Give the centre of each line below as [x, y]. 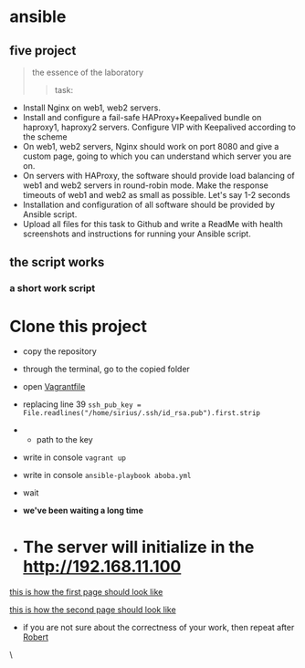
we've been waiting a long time [83, 511]
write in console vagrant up [74, 457]
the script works [57, 262]
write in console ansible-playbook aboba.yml [107, 475]
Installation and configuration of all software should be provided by [149, 204]
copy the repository [60, 351]
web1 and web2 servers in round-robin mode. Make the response [146, 185]
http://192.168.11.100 [102, 567]
